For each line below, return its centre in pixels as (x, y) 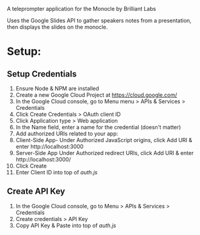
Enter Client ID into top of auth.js (57, 172)
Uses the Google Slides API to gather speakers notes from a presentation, (99, 20)
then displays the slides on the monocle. (57, 27)
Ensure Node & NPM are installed (57, 88)
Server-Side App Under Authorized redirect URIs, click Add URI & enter (105, 153)
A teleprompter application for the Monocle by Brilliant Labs (81, 9)
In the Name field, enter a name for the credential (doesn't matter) (98, 127)
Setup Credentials (42, 74)
